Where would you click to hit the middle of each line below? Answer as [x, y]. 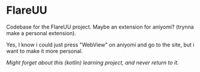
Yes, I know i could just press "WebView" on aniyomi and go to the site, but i [100, 45]
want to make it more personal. [44, 51]
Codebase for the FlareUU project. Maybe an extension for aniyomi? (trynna [100, 27]
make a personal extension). [41, 33]
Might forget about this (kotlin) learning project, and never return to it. [92, 62]
